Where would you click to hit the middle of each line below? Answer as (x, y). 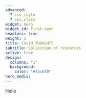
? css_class (23, 19)
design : (14, 57)
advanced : (16, 10)
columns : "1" (24, 62)
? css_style (23, 15)
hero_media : (18, 77)
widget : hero (19, 24)
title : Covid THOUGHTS (29, 43)
